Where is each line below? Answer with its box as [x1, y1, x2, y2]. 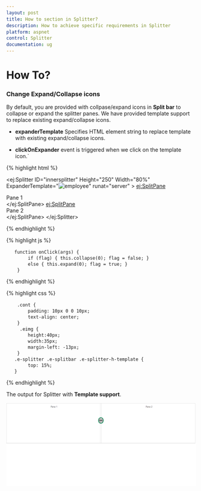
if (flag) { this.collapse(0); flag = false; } [28, 255, 149, 262]
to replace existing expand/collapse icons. [6, 117, 111, 124]
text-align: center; [28, 314, 79, 320]
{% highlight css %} [6, 290, 56, 297]
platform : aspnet [6, 29, 50, 35]
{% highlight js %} [6, 237, 51, 244]
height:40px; [28, 332, 61, 338]
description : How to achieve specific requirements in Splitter [6, 22, 171, 28]
